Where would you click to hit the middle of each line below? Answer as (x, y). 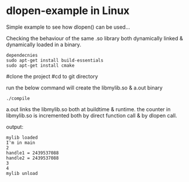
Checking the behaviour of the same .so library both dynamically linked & (95, 38)
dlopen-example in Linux (68, 11)
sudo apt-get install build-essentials (55, 60)
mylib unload (22, 173)
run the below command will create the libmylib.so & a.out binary (85, 87)
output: (15, 126)
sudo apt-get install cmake (41, 66)
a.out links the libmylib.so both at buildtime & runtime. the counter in (88, 109)
